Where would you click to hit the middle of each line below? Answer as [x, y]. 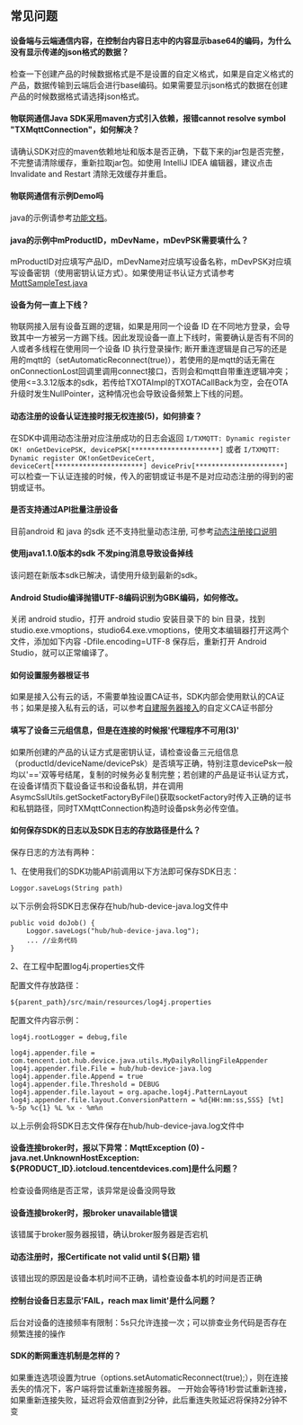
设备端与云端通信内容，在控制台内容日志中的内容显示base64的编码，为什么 [151, 40]
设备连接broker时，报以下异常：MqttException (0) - [107, 1148]
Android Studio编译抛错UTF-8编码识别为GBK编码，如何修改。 [127, 597]
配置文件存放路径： [46, 985]
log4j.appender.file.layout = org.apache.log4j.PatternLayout [129, 1092]
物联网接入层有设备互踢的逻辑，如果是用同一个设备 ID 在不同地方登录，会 [146, 326]
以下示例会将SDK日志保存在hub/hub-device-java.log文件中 [119, 905]
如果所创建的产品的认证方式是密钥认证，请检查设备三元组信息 [125, 752]
